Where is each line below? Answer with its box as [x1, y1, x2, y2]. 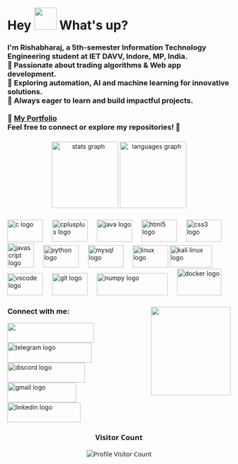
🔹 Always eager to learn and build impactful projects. [7, 96, 193, 106]
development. [7, 69, 57, 79]
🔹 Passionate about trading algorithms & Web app [7, 60, 182, 70]
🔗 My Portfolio [7, 113, 57, 123]
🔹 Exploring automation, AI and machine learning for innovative [7, 78, 229, 88]
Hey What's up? [7, 18, 129, 33]
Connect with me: [7, 306, 70, 316]
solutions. [7, 87, 43, 97]
